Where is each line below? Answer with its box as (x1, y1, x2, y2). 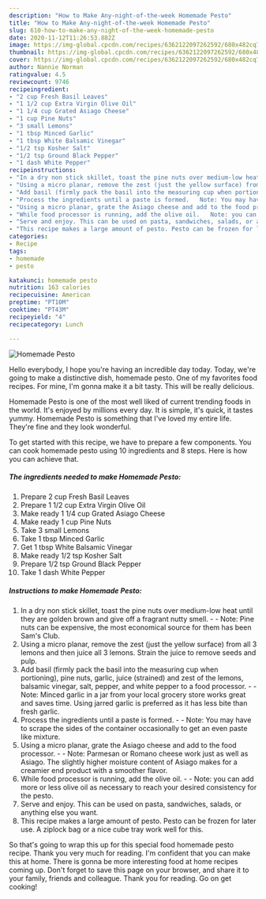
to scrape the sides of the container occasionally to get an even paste (20, 724, 248, 733)
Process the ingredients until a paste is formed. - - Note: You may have (20, 715, 252, 725)
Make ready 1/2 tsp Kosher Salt (20, 551, 122, 561)
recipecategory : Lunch (9, 320, 84, 329)
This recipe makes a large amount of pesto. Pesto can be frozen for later (20, 817, 257, 826)
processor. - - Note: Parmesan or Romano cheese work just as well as (20, 749, 249, 759)
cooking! (9, 882, 38, 892)
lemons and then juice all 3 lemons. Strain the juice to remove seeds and (20, 648, 257, 657)
